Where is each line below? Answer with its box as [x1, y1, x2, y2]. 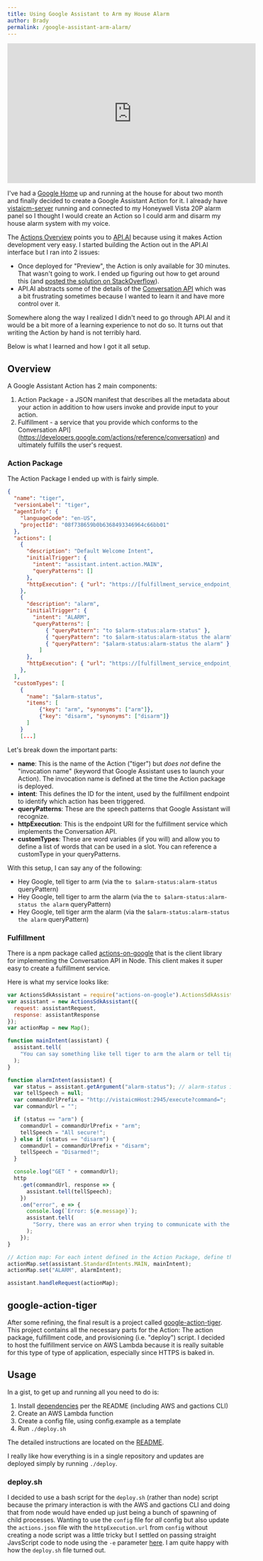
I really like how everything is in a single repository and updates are [7, 1452, 204, 1460]
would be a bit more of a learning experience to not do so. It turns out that [7, 321, 223, 330]
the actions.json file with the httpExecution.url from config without [7, 1523, 208, 1532]
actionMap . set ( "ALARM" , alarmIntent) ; [7, 1267, 122, 1274]
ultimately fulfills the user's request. [17, 441, 123, 450]
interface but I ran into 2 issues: [7, 248, 101, 256]
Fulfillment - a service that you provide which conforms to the [17, 418, 198, 427]
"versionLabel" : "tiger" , [13, 501, 91, 508]
